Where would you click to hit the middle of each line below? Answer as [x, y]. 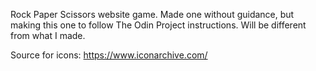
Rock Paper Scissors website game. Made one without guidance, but [152, 14]
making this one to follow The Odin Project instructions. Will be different [158, 25]
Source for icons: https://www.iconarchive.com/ [109, 55]
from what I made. [48, 35]
